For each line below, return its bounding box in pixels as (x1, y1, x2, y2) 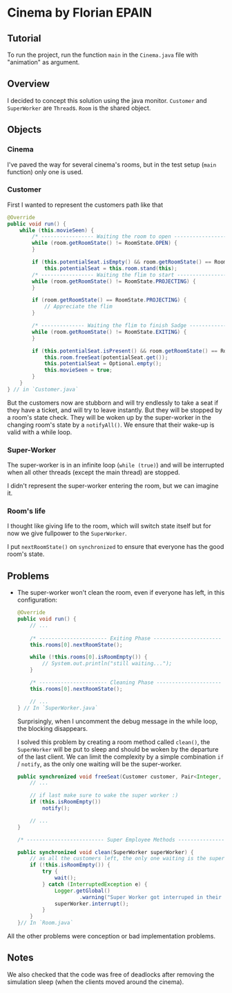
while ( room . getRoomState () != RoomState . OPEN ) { (32, 240, 177, 247)
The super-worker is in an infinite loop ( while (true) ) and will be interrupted (7, 461, 224, 470)
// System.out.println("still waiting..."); (42, 660, 173, 667)
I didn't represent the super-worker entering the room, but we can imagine (7, 482, 219, 490)
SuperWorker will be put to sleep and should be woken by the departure (17, 745, 219, 753)
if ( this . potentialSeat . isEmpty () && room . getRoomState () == (32, 259, 212, 266)
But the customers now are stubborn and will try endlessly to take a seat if (7, 398, 219, 407)
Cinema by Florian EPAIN (7, 5, 153, 21)
